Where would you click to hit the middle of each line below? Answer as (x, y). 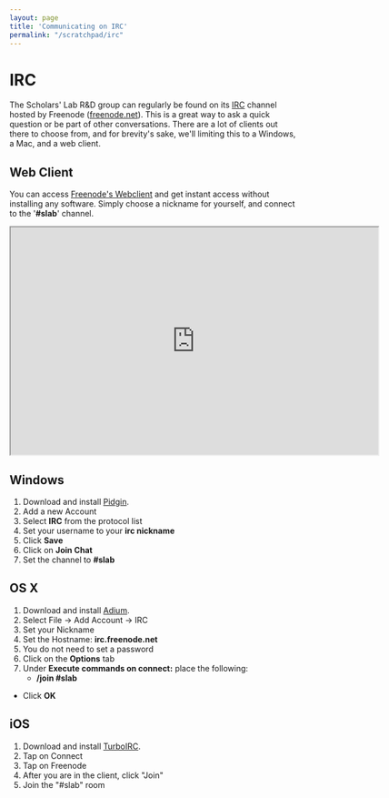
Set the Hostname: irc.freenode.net (90, 639)
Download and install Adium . (76, 610)
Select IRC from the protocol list (82, 520)
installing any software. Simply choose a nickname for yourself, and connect (152, 204)
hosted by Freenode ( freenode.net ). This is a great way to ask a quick (140, 115)
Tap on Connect (53, 755)
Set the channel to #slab (69, 560)
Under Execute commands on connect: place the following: (135, 668)
